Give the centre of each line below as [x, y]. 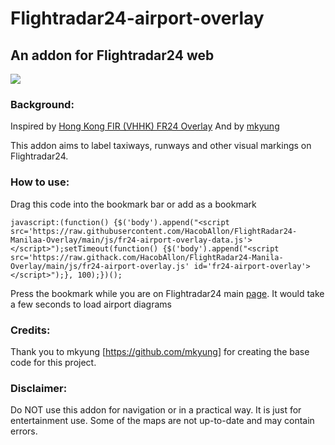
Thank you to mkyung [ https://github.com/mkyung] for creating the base [160, 351]
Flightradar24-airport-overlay [137, 18]
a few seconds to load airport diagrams [91, 304]
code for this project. [53, 362]
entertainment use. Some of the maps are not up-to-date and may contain [162, 421]
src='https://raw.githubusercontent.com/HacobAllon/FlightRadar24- [154, 231]
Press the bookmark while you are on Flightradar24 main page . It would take [167, 293]
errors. [24, 431]
